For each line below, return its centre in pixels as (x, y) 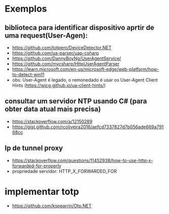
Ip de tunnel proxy (34, 148)
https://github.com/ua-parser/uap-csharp (55, 53)
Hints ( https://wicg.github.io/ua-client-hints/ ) (59, 85)
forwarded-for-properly (37, 166)
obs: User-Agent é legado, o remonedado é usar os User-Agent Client (85, 80)
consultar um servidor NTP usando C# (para (76, 101)
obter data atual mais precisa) (53, 109)
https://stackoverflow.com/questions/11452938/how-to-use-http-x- (82, 160)
